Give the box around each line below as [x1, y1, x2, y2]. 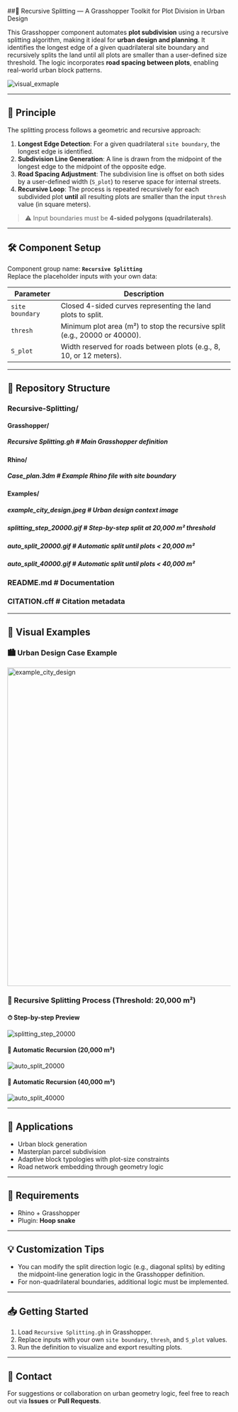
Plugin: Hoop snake [17, 1216, 76, 1224]
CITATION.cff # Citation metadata [7, 597, 125, 606]
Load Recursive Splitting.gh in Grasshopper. [17, 1328, 152, 1337]
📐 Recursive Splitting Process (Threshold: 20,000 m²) [7, 995, 196, 1005]
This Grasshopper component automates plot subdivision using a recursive [7, 28, 229, 36]
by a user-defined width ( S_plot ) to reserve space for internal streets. [17, 177, 222, 186]
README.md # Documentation [7, 577, 115, 587]
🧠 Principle [7, 107, 57, 119]
